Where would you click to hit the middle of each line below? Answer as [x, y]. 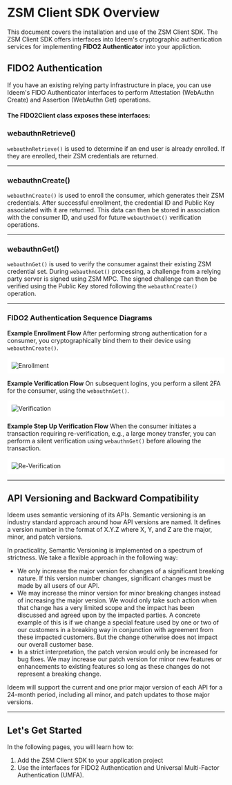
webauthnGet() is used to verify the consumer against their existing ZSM [109, 264]
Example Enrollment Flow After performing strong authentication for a [107, 333]
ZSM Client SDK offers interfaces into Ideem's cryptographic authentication [115, 39]
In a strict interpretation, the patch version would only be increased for [117, 652]
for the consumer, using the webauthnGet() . [68, 390]
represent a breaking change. [59, 674]
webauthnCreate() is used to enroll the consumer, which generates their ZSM [116, 195]
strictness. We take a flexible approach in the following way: [93, 557]
